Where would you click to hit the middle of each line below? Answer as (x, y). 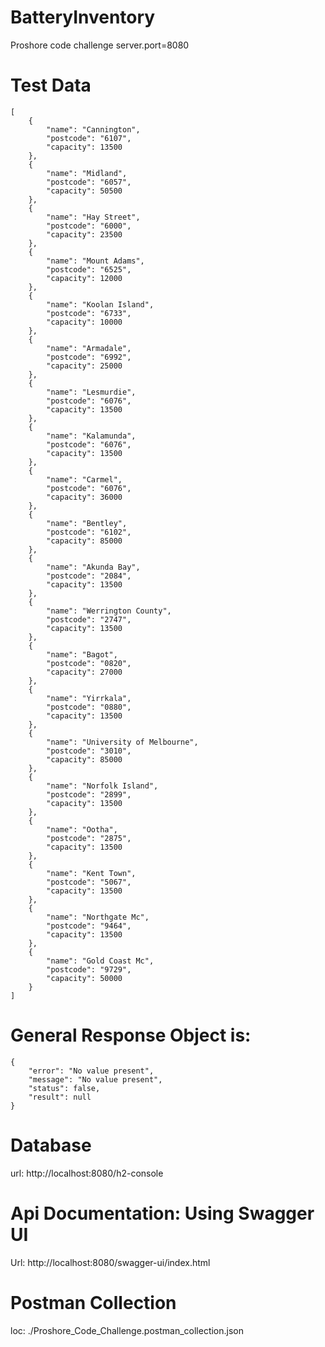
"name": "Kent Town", (91, 873)
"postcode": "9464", (89, 926)
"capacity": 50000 (84, 978)
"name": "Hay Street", (93, 217)
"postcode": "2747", (89, 619)
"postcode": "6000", (89, 226)
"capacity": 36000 (84, 497)
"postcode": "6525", (89, 269)
